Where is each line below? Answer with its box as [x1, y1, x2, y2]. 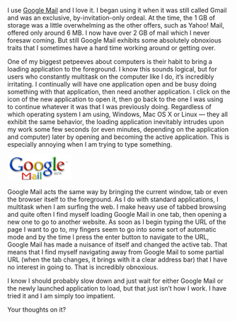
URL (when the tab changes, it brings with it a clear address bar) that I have [7, 255, 228, 264]
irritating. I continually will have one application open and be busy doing [7, 80, 217, 88]
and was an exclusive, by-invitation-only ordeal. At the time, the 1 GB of [7, 13, 216, 22]
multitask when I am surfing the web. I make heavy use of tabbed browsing [7, 203, 226, 211]
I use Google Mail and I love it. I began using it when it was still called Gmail [7, 6, 227, 14]
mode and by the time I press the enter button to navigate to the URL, [7, 233, 209, 241]
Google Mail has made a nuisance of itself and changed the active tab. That [7, 240, 228, 249]
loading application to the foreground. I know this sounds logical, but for [7, 65, 218, 73]
